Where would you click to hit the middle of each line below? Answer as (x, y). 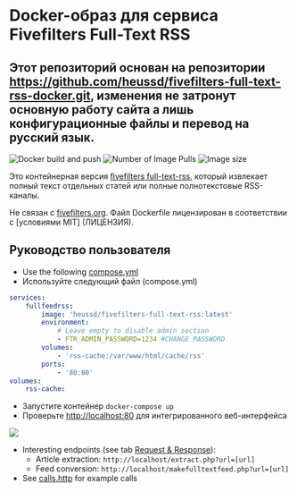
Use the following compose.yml (80, 271)
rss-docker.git (50, 95)
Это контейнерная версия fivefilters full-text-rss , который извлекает (139, 176)
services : (28, 297)
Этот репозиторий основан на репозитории (137, 68)
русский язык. (52, 137)
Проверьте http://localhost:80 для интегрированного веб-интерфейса (154, 416)
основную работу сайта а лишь (102, 110)
